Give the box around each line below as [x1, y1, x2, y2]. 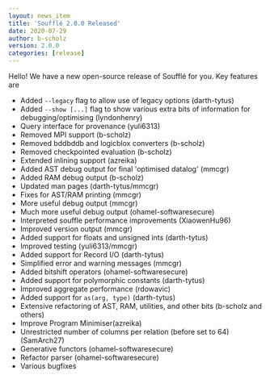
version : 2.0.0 [8, 42, 60, 50]
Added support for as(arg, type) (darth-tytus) [19, 293, 176, 302]
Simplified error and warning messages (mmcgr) [19, 259, 182, 268]
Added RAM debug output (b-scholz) [19, 173, 144, 182]
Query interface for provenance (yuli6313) [19, 122, 161, 131]
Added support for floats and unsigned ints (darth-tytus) [19, 233, 209, 242]
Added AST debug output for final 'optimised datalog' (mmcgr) [19, 165, 230, 173]
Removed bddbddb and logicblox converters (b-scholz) [19, 139, 205, 148]
